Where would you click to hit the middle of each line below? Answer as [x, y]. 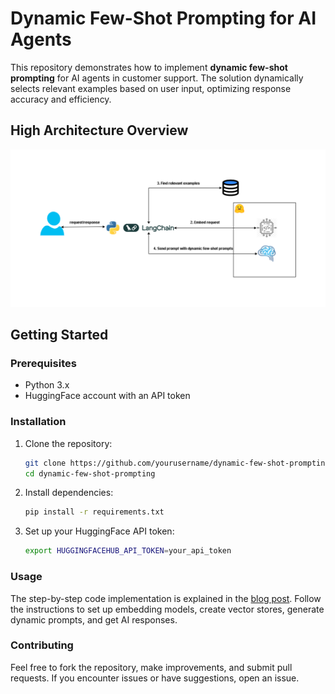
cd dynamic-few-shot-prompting [90, 473]
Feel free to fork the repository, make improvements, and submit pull [151, 667]
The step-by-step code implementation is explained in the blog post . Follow [166, 598]
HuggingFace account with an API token [107, 396]
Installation [38, 422]
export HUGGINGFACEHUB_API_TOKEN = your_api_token [128, 551]
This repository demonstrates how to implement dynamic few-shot [149, 67]
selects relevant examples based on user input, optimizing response [151, 88]
